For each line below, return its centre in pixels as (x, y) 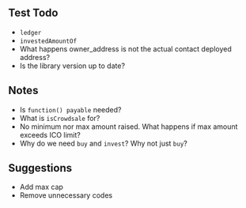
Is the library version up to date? (72, 66)
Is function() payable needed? (70, 109)
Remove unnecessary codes (66, 195)
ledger (30, 32)
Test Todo (33, 13)
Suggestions (40, 168)
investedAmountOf (48, 41)
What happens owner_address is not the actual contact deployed (125, 49)
